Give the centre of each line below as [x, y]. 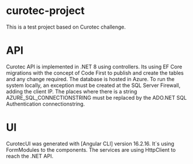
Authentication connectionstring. [46, 104]
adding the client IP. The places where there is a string [72, 91]
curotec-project [45, 11]
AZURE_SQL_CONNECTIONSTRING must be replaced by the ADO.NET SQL [96, 97]
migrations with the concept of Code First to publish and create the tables [95, 73]
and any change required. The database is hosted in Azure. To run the [90, 79]
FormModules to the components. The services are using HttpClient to [91, 149]
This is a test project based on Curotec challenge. [66, 27]
